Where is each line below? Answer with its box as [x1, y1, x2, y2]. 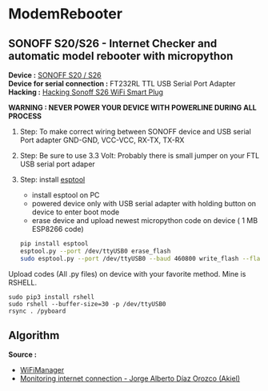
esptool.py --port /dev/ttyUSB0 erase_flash [19, 247, 171, 255]
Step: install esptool [19, 175, 86, 184]
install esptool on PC [31, 190, 100, 200]
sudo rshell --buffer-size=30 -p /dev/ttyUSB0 [8, 300, 166, 308]
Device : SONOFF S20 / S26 [8, 70, 102, 80]
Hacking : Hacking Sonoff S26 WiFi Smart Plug [8, 87, 164, 97]
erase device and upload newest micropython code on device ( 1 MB [31, 216, 258, 225]
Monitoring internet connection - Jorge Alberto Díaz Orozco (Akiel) [19, 373, 241, 384]
